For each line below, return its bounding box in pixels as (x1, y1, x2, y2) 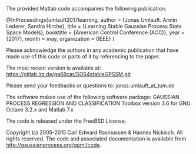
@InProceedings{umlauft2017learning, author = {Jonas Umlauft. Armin (6, 17, 178, 23)
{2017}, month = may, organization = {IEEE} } (6, 35, 115, 42)
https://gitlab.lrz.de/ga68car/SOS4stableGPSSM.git (6, 71, 131, 77)
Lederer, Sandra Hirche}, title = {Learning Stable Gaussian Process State (6, 23, 182, 30)
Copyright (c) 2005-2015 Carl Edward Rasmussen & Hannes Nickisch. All (6, 129, 183, 136)
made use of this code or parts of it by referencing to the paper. (6, 53, 161, 60)
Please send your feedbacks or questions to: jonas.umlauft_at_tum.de (6, 82, 175, 89)
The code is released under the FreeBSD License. (6, 117, 127, 124)
